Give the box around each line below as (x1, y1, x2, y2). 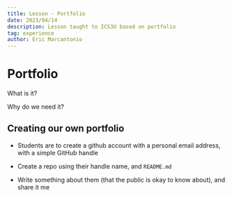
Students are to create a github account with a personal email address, (17, 141, 221, 150)
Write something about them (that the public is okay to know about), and (17, 175, 225, 184)
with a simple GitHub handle (17, 148, 99, 157)
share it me (17, 182, 50, 191)
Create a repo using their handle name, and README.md (17, 161, 172, 171)
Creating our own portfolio (7, 123, 125, 134)
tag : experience (7, 29, 54, 37)
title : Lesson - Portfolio (7, 10, 86, 17)
